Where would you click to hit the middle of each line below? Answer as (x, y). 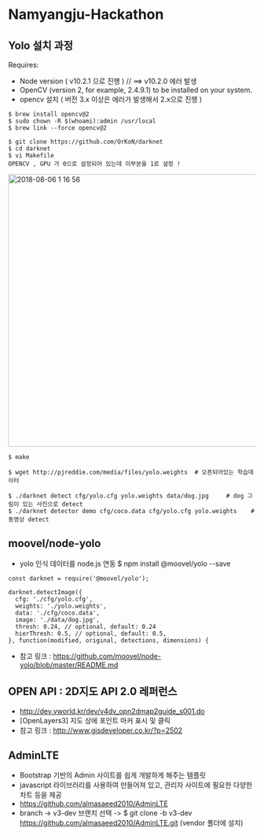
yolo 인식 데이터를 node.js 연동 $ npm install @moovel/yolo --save (125, 563)
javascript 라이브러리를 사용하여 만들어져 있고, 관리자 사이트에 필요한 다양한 (136, 785)
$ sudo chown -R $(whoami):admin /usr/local (82, 121)
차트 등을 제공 (40, 795)
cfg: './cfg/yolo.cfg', (54, 599)
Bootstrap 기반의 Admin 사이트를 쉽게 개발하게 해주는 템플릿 (113, 775)
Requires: (24, 65)
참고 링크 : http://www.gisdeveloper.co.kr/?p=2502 (101, 730)
